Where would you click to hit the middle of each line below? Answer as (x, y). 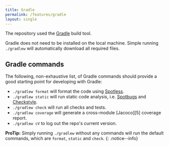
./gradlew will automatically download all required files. (62, 49)
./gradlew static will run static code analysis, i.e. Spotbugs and (79, 97)
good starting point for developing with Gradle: (54, 82)
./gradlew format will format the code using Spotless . (68, 91)
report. (20, 118)
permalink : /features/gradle (36, 15)
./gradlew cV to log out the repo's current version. (65, 123)
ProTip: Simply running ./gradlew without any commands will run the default (84, 133)
